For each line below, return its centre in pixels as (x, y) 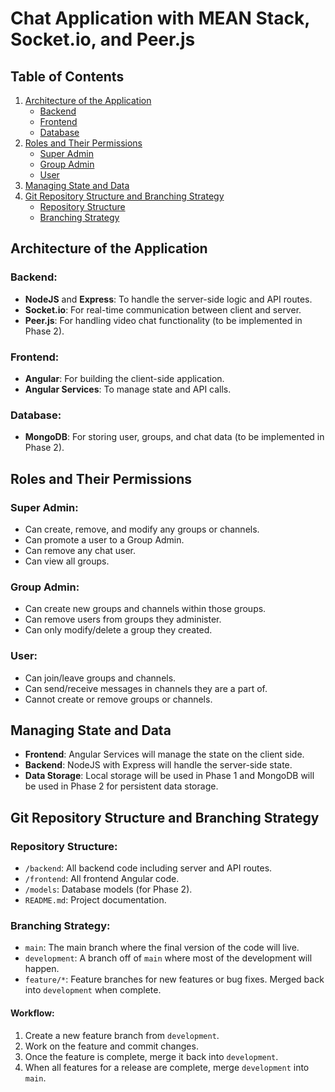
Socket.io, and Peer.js (103, 39)
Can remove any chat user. (80, 550)
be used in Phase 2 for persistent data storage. (121, 786)
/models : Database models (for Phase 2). (108, 889)
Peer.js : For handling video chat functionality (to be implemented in (163, 320)
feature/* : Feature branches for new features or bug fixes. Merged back (174, 979)
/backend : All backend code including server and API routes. (148, 868)
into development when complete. (93, 990)
